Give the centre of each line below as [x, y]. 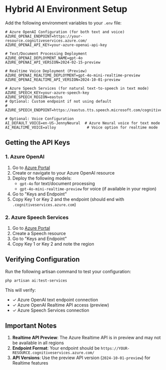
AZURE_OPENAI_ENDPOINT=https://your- [44, 36]
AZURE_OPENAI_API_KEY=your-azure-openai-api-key [56, 45]
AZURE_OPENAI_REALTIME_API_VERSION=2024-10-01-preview [63, 80]
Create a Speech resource [39, 233]
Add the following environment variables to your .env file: [63, 23]
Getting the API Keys [38, 143]
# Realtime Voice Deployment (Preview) [46, 71]
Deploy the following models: [42, 178]
